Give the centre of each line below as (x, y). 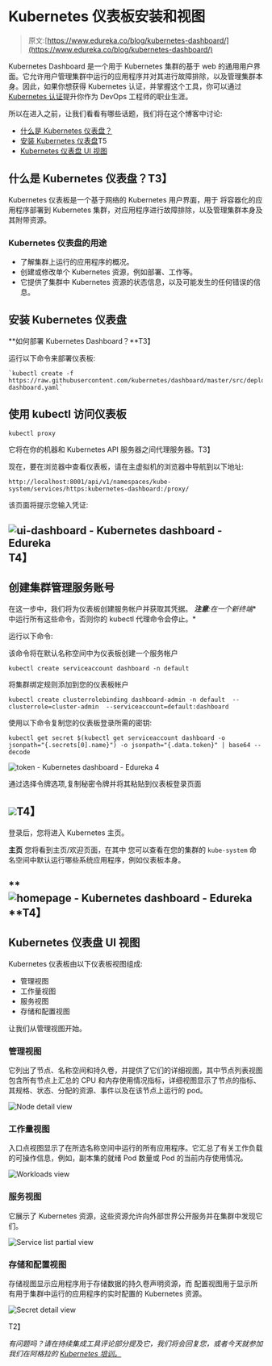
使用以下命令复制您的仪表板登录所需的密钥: (80, 722)
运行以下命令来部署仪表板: (52, 358)
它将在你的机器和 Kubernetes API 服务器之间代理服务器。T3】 (111, 449)
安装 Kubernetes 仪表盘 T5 (63, 140)
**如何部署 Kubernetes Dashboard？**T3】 (82, 340)
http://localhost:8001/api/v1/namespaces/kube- (90, 482)
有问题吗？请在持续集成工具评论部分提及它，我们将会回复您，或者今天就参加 (136, 1343)
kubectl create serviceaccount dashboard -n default (99, 668)
